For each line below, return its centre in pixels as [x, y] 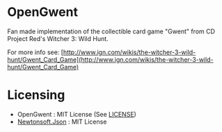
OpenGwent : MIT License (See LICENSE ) [77, 114]
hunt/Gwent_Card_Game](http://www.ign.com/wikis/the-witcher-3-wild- [110, 59]
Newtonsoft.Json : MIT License [62, 122]
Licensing [36, 95]
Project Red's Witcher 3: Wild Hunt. [58, 38]
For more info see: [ [35, 52]
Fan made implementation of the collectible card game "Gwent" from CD [111, 31]
